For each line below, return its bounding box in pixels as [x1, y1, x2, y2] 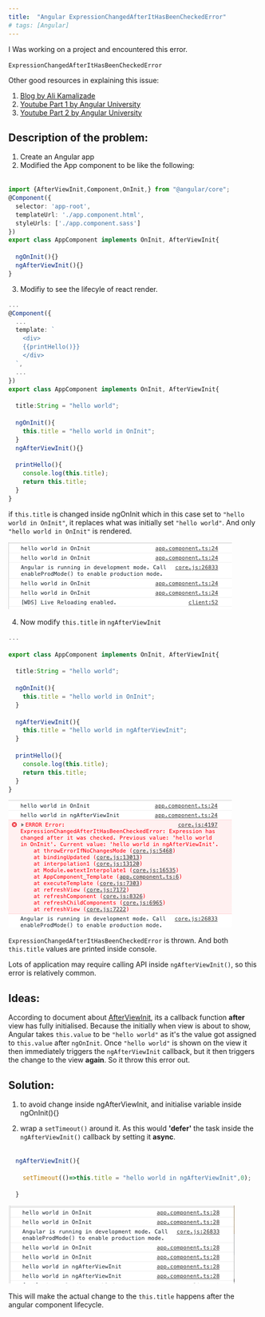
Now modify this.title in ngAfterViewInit [19, 617, 162, 627]
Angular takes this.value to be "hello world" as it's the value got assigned [8, 1030, 257, 1040]
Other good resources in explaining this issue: [8, 75, 160, 85]
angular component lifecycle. [8, 1300, 104, 1310]
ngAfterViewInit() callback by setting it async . [19, 1132, 176, 1142]
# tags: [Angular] [8, 21, 69, 30]
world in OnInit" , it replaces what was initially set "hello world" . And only [8, 517, 255, 527]
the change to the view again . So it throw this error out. [8, 1056, 190, 1065]
